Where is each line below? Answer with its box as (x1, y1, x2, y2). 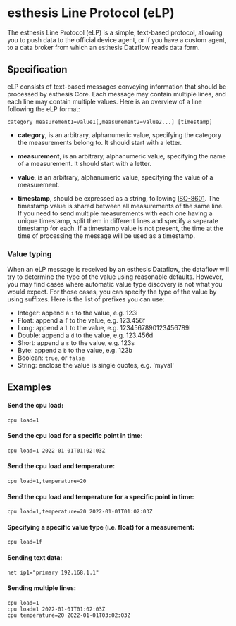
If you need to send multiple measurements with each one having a (17, 209, 213, 218)
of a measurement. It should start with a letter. (17, 159, 151, 168)
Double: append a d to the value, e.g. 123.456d (17, 331, 154, 339)
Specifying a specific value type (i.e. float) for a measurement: (7, 522, 195, 531)
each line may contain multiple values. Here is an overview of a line (7, 97, 202, 106)
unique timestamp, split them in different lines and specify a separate (17, 216, 218, 225)
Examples (7, 382, 51, 394)
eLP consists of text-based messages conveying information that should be (7, 82, 227, 91)
